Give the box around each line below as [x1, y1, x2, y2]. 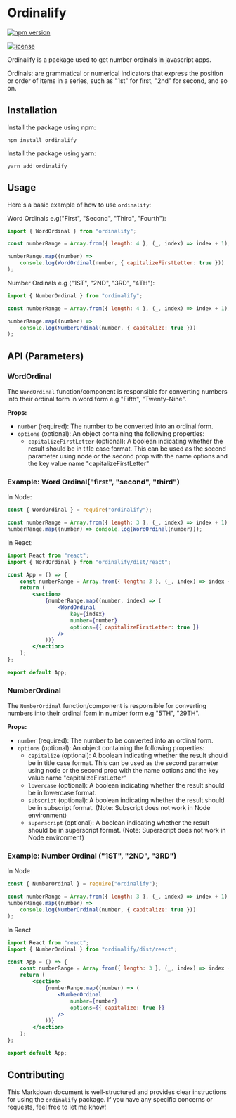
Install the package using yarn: [7, 149, 96, 158]
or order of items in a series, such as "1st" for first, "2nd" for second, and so [7, 76, 228, 85]
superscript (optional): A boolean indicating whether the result [27, 818, 210, 827]
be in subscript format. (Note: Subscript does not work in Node [27, 804, 211, 812]
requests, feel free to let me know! [7, 1103, 107, 1111]
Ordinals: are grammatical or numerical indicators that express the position [7, 69, 223, 77]
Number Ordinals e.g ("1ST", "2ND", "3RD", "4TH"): [7, 278, 155, 287]
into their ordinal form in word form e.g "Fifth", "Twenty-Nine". [7, 395, 187, 403]
